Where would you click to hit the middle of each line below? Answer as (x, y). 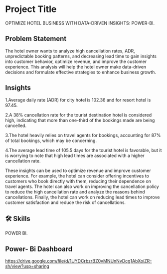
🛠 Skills (18, 218)
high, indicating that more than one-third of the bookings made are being (80, 120)
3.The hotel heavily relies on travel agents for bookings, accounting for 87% (83, 135)
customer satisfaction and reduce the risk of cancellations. (66, 202)
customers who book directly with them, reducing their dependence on (78, 181)
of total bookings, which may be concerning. (51, 140)
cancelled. (16, 125)
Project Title (31, 9)
